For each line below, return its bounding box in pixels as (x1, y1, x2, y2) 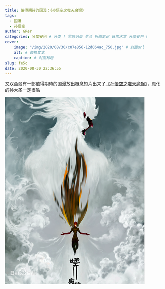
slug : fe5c (5, 60, 28, 66)
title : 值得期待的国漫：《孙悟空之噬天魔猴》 (5, 8, 86, 13)
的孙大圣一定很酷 (5, 87, 40, 93)
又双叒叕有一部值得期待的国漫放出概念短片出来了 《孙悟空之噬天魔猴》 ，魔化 (5, 81, 161, 87)
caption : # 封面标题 (14, 55, 54, 60)
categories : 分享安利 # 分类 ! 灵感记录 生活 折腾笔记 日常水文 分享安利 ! (5, 34, 148, 39)
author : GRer (5, 29, 32, 34)
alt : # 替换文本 (14, 50, 45, 55)
